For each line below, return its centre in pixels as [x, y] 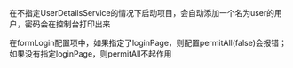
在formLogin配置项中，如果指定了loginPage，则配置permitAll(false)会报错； [148, 43]
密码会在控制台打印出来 [67, 24]
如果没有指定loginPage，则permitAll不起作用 [91, 54]
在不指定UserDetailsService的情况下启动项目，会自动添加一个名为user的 [142, 13]
